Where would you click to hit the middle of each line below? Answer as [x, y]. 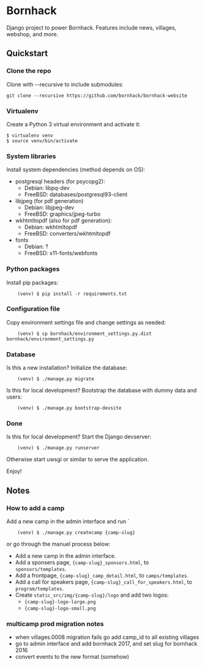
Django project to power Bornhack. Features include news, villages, [91, 28]
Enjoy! [14, 471]
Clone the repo [29, 71]
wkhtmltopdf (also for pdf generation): [63, 221]
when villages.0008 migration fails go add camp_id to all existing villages [107, 637]
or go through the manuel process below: [58, 544]
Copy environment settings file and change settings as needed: [86, 322]
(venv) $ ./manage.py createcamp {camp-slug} [76, 533]
